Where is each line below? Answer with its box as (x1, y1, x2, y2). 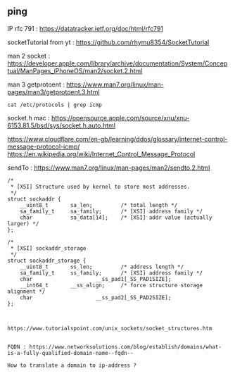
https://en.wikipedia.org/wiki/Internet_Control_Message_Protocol (7, 149, 196, 158)
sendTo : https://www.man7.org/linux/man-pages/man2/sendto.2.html (7, 163, 210, 172)
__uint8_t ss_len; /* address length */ (20, 263, 184, 270)
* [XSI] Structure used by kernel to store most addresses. (10, 183, 191, 190)
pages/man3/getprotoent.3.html (7, 87, 100, 96)
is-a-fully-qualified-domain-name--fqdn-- (7, 349, 134, 356)
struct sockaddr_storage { (7, 257, 87, 264)
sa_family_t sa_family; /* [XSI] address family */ (20, 208, 203, 215)
